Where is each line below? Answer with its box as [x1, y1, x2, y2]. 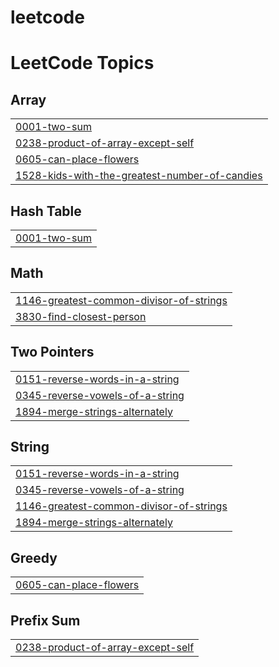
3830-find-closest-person [15, 309, 147, 323]
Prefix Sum [10, 612, 81, 629]
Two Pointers [10, 344, 95, 361]
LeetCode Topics [10, 52, 155, 75]
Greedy [10, 549, 58, 566]
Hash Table [10, 202, 82, 220]
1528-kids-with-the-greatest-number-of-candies [15, 169, 263, 183]
